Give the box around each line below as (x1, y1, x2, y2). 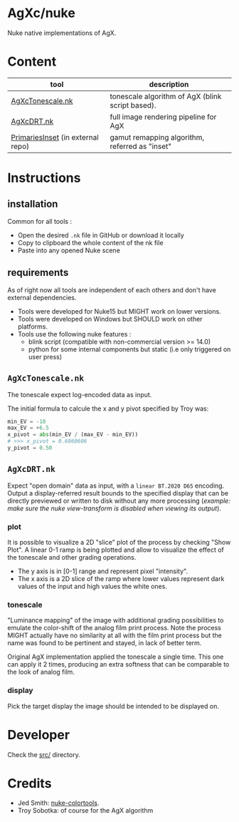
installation (7, 198, 58, 210)
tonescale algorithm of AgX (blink (110, 91, 222, 101)
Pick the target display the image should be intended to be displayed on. (7, 702, 219, 710)
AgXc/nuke (7, 5, 76, 21)
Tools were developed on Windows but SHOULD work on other (17, 314, 203, 323)
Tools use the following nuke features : (17, 329, 132, 338)
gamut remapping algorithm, (110, 132, 205, 142)
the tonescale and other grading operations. (7, 553, 137, 561)
